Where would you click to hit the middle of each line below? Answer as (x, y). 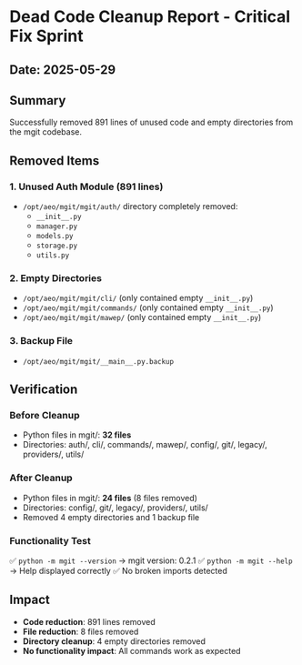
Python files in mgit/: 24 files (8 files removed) (110, 498)
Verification (44, 390)
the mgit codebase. (45, 132)
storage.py (57, 246)
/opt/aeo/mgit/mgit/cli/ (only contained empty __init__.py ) (138, 298)
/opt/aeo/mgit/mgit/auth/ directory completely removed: (130, 207)
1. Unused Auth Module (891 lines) (86, 186)
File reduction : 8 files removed (81, 631)
